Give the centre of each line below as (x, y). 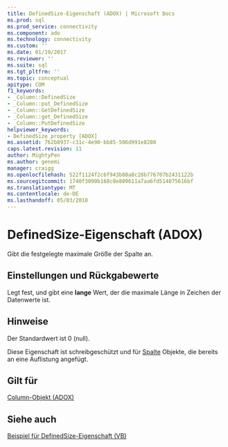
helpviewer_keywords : (38, 130)
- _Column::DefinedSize (42, 98)
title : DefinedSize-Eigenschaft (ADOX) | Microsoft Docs (91, 14)
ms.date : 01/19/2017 (37, 53)
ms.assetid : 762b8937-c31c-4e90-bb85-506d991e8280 (82, 143)
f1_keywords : (26, 91)
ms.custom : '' (28, 46)
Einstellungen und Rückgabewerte (83, 275)
